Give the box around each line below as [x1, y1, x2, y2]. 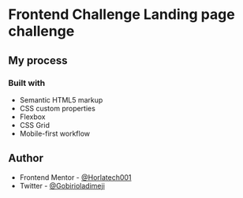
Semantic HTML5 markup [19, 95, 103, 104]
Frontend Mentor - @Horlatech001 [19, 172, 132, 182]
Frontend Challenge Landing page [8, 6, 235, 24]
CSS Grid [19, 120, 50, 129]
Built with [8, 77, 46, 88]
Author [8, 151, 43, 165]
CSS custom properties [19, 103, 96, 113]
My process [8, 54, 68, 67]
